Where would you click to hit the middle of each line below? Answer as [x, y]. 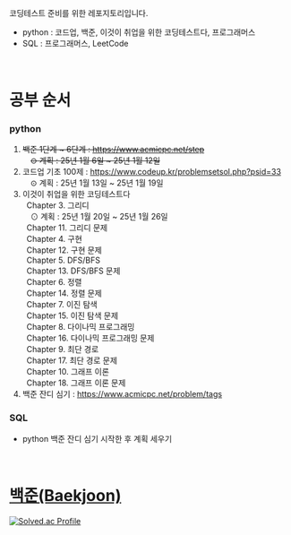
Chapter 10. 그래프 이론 [68, 372]
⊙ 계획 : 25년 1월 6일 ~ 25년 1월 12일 [95, 160]
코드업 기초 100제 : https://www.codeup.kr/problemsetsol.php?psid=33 [152, 172]
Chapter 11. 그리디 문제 [67, 228]
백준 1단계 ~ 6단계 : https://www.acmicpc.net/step [113, 150]
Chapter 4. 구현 [54, 239]
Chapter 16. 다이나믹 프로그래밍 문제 [90, 338]
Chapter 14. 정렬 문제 [64, 293]
